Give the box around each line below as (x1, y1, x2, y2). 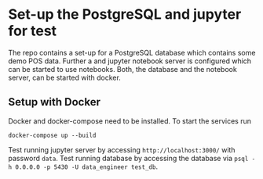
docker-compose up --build (8, 131, 97, 139)
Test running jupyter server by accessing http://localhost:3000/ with (8, 145, 236, 154)
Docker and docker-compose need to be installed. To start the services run (8, 116, 251, 126)
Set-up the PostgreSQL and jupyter (8, 5, 242, 23)
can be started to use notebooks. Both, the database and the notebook (8, 64, 237, 73)
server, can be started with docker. (8, 73, 122, 82)
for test (8, 22, 57, 40)
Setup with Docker (8, 95, 100, 109)
